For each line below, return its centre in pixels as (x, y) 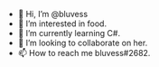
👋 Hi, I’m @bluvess (53, 14)
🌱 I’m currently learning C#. (69, 33)
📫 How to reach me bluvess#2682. (84, 53)
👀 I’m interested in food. (62, 24)
